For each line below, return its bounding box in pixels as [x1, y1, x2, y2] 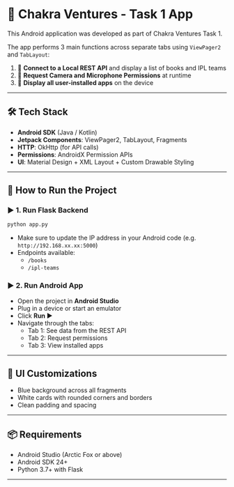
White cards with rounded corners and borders [17, 394, 153, 402]
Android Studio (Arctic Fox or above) [17, 451, 123, 459]
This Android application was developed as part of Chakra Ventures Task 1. [7, 29, 223, 38]
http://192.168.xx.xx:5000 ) [17, 241, 98, 249]
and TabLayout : [7, 50, 50, 59]
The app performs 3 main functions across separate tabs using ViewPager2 [7, 42, 221, 51]
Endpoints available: [17, 249, 75, 257]
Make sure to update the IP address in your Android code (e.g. [17, 233, 196, 242]
